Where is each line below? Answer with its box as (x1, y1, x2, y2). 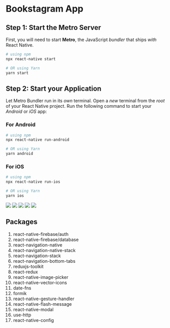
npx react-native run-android (6, 137, 70, 142)
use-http (13, 312, 32, 318)
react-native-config (13, 317, 54, 323)
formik (13, 290, 27, 296)
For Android (6, 121, 36, 128)
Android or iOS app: (6, 108, 47, 114)
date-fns (13, 284, 32, 291)
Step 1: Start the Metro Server (6, 23, 101, 32)
